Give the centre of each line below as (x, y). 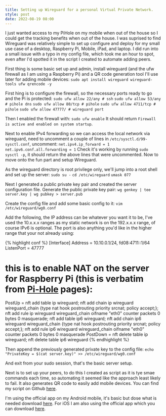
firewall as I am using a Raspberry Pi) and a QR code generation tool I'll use (82, 74)
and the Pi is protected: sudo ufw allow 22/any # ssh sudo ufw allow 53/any (83, 99)
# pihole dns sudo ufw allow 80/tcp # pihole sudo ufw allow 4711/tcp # (81, 104)
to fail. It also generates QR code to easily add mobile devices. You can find (82, 383)
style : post (17, 14)
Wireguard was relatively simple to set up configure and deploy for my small (83, 44)
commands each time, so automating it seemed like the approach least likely (83, 378)
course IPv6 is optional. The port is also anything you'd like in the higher (79, 228)
